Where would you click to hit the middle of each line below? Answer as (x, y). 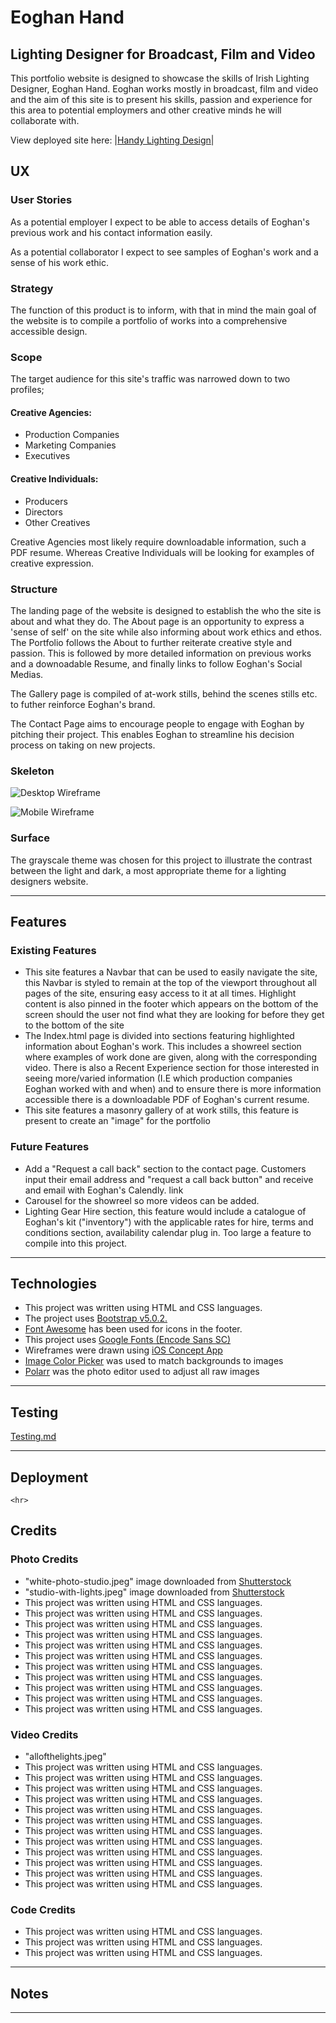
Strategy (32, 288)
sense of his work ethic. (59, 262)
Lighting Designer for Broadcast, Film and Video (163, 54)
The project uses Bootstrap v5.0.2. (96, 1318)
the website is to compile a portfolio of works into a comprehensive (149, 320)
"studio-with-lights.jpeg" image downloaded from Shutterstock (154, 1592)
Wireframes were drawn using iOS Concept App (123, 1350)
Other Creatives (57, 522)
